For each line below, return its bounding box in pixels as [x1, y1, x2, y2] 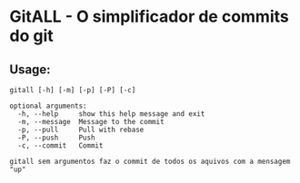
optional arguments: [9, 101, 88, 111]
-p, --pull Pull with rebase [17, 125, 145, 134]
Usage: [9, 62, 52, 77]
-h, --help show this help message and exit [17, 110, 205, 119]
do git [9, 25, 54, 46]
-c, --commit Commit [17, 141, 104, 150]
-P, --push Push [17, 133, 95, 142]
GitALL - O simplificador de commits [9, 6, 289, 27]
